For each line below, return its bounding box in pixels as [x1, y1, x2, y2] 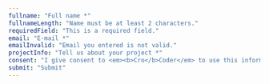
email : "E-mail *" [8, 34, 70, 42]
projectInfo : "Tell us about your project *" [8, 49, 163, 57]
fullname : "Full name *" [8, 11, 91, 20]
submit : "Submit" [8, 64, 66, 72]
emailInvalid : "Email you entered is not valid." [8, 42, 178, 50]
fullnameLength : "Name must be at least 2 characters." [8, 19, 199, 27]
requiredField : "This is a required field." [8, 26, 159, 34]
